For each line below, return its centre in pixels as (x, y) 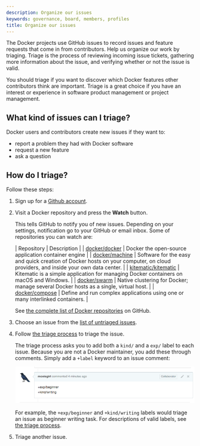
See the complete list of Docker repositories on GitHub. (83, 311)
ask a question (33, 156)
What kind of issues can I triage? (68, 117)
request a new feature (42, 150)
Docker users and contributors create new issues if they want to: (86, 132)
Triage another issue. (41, 437)
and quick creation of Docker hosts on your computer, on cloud (93, 261)
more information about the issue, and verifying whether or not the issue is (98, 62)
